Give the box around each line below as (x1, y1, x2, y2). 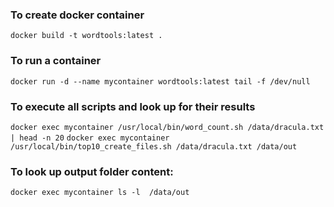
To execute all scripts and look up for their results (10, 99, 256, 113)
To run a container (10, 54, 102, 68)
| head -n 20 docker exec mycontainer (10, 133, 170, 143)
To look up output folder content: (10, 164, 174, 178)
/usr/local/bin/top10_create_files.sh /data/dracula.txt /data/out (10, 141, 298, 152)
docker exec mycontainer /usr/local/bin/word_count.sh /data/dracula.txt (10, 122, 325, 132)
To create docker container (10, 8, 145, 22)
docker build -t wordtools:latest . (10, 31, 163, 41)
